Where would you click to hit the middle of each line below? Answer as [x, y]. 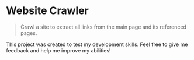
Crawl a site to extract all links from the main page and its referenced [103, 27]
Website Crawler [48, 11]
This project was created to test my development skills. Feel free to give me [97, 44]
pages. [29, 33]
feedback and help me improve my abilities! [58, 50]
